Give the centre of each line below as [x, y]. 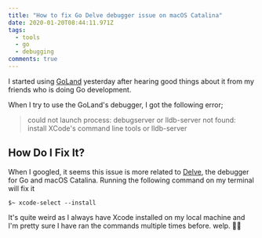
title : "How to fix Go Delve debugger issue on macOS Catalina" [115, 15]
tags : [17, 30]
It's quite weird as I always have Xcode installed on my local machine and [127, 217]
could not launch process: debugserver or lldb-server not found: [132, 120]
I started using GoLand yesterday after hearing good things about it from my [131, 81]
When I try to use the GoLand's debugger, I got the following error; [116, 105]
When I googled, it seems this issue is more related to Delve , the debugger [129, 171]
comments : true [33, 59]
